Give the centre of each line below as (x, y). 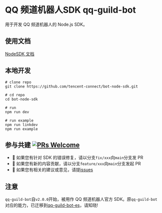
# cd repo (15, 95)
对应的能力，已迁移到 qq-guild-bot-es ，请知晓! (52, 205)
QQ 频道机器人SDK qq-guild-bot (71, 10)
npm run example (21, 129)
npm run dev (17, 112)
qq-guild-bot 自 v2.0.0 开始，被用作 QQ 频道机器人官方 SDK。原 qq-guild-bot (81, 199)
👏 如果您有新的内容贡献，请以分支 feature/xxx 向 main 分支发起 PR (76, 164)
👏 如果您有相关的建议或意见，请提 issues (53, 170)
